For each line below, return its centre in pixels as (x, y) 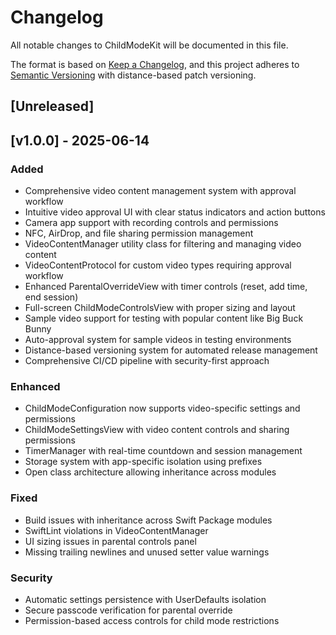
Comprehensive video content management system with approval (160, 191)
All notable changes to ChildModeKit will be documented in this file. (149, 45)
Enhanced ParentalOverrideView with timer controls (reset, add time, (166, 287)
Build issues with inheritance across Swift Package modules (148, 520)
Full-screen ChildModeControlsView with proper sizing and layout (160, 308)
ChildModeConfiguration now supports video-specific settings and (162, 408)
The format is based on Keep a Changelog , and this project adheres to (155, 64)
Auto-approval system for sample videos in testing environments (158, 340)
